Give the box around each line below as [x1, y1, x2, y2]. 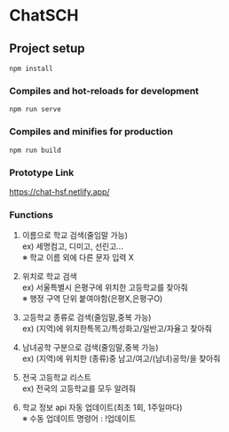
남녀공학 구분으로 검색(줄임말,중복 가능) [21, 342, 159, 353]
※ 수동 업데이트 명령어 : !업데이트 [21, 413, 136, 424]
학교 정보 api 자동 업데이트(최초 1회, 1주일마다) [21, 402, 183, 413]
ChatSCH [9, 5, 79, 26]
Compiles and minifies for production [9, 125, 173, 138]
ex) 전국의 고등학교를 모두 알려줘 [21, 383, 136, 394]
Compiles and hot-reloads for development [9, 84, 200, 97]
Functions [9, 208, 53, 220]
